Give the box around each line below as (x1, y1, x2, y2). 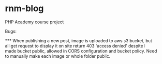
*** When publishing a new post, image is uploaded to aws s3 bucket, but (5, 37, 152, 44)
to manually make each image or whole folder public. (5, 53, 111, 59)
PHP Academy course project (5, 19, 64, 25)
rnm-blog (5, 3, 44, 14)
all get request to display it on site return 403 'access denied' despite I (5, 43, 146, 48)
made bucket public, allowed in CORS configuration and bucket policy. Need (5, 48, 157, 54)
